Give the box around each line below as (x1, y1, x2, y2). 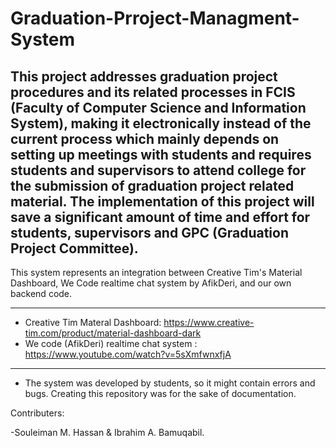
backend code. (10, 288, 73, 299)
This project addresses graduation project (10, 68, 278, 85)
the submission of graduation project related (10, 177, 295, 194)
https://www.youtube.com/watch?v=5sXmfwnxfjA (24, 348, 232, 360)
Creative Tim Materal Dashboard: (24, 317, 162, 328)
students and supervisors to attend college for (10, 162, 307, 179)
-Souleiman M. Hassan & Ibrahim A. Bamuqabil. (10, 427, 205, 438)
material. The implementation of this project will (10, 193, 315, 210)
